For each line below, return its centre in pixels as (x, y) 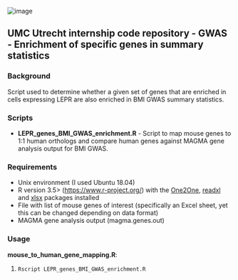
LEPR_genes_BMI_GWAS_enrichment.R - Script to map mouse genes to (124, 133)
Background (29, 76)
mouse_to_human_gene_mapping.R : (62, 254)
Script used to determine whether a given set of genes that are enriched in (117, 91)
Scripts (20, 118)
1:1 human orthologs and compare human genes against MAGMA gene (121, 141)
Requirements (32, 166)
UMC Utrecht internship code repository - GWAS (118, 33)
